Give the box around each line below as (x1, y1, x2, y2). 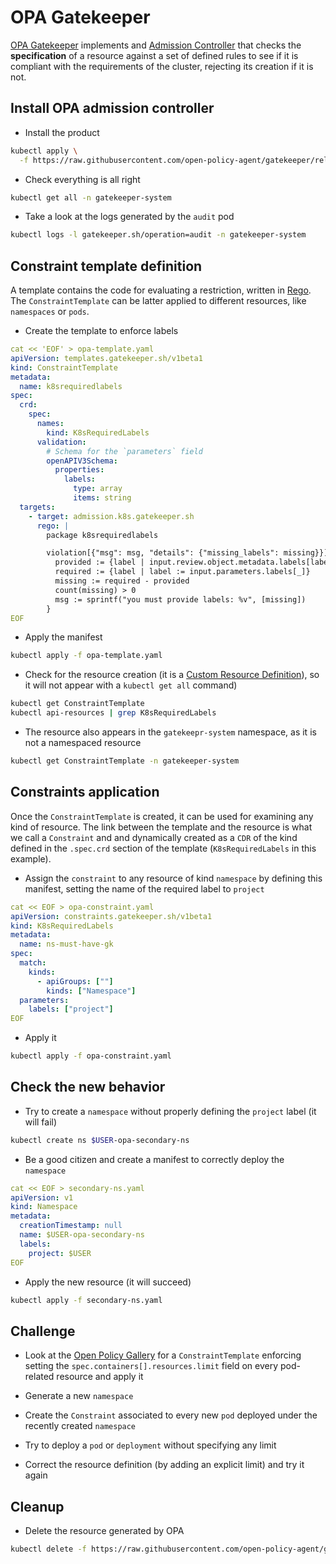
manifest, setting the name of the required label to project (24, 882, 265, 895)
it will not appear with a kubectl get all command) (24, 679, 238, 691)
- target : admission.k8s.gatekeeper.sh (28, 511, 195, 521)
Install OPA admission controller (10, 100, 215, 117)
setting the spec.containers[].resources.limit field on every (24, 1360, 279, 1372)
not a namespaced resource (24, 737, 142, 749)
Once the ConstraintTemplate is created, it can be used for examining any (10, 810, 314, 822)
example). (10, 852, 52, 865)
